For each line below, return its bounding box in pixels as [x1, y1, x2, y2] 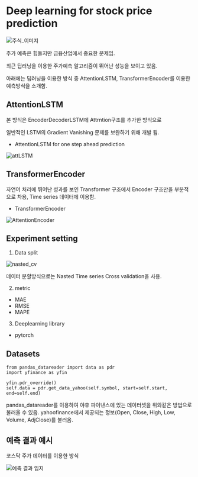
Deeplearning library [14, 320, 65, 327]
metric [14, 285, 31, 292]
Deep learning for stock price [6, 4, 152, 18]
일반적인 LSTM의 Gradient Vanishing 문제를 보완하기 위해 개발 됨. [6, 128, 160, 136]
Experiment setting [6, 233, 78, 243]
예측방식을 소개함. [6, 82, 48, 89]
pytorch [14, 331, 34, 339]
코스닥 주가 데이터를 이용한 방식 [6, 452, 79, 459]
